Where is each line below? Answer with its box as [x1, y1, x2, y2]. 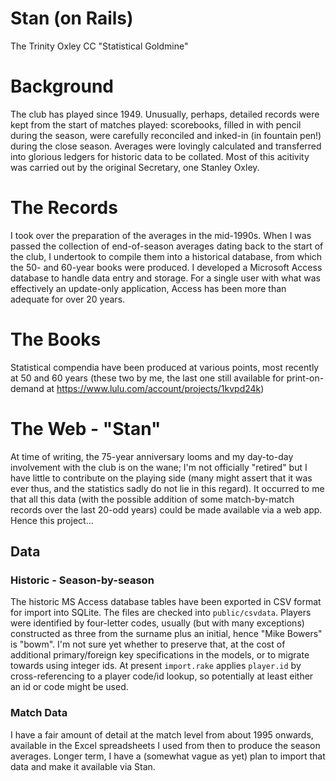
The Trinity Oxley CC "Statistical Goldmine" [10, 40, 189, 52]
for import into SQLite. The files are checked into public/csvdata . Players [10, 607, 312, 619]
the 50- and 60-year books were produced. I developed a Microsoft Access [10, 261, 323, 273]
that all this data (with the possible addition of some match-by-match [10, 493, 295, 505]
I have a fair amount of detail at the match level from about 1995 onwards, [10, 728, 314, 741]
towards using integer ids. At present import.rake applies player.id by [10, 660, 302, 672]
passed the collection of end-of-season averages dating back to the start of [10, 240, 324, 252]
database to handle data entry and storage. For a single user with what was [10, 272, 321, 284]
